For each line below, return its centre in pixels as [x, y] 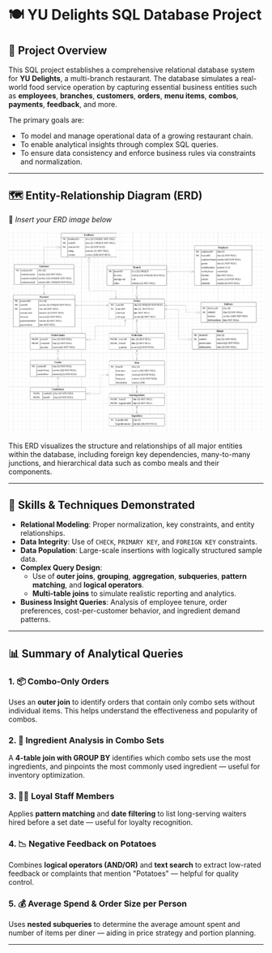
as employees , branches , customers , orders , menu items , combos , [123, 96]
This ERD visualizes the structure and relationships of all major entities [125, 446]
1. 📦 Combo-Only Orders [59, 681]
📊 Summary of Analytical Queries [96, 653]
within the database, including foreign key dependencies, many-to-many [130, 455]
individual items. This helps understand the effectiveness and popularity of [133, 710]
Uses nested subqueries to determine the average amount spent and [124, 925]
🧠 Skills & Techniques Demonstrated [102, 505]
